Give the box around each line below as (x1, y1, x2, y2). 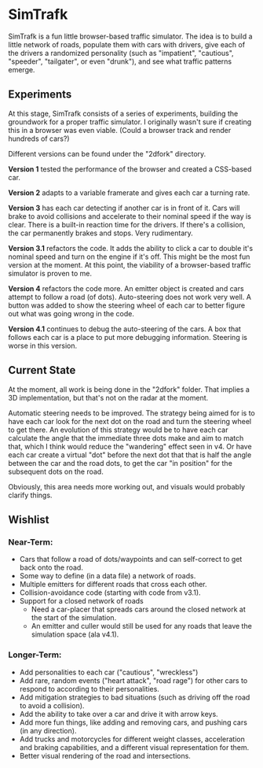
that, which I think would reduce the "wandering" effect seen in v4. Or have (8, 441, 253, 451)
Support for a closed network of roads (19, 596, 144, 606)
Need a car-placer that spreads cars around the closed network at (31, 604, 246, 615)
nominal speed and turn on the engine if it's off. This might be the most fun (8, 252, 250, 261)
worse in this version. (8, 341, 78, 350)
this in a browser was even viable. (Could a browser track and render (8, 125, 232, 135)
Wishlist (8, 513, 49, 526)
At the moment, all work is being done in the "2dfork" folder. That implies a (8, 384, 250, 394)
